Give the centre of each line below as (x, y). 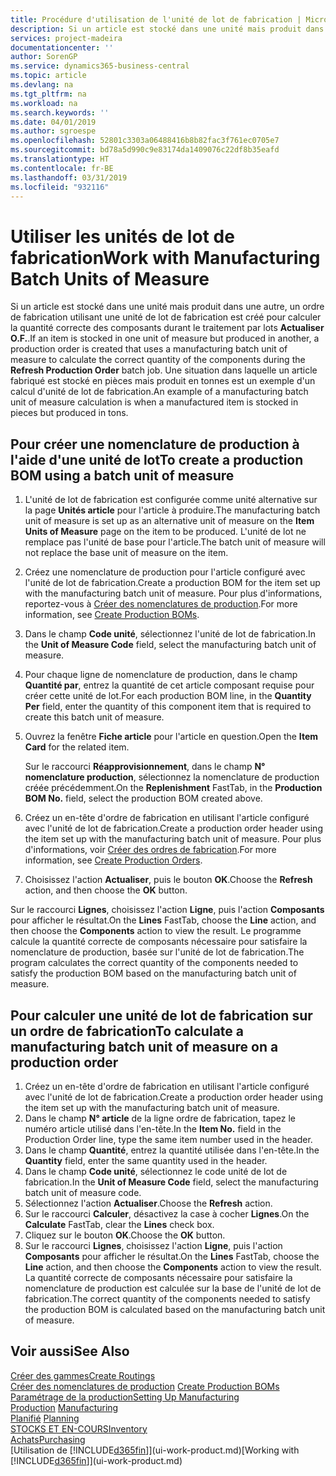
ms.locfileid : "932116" (60, 187)
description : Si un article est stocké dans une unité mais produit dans (167, 29)
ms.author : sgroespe (53, 131)
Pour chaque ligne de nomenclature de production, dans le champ (161, 675)
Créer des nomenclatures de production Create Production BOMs (145, 1386)
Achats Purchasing (48, 1439)
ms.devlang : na (42, 85)
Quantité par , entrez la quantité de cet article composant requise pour (169, 685)
